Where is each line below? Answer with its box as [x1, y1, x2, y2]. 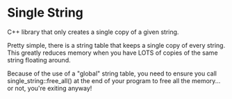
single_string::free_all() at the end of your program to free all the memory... [7, 76, 221, 84]
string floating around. [7, 55, 71, 64]
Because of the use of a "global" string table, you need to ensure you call [7, 69, 217, 78]
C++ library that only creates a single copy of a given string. [7, 28, 179, 36]
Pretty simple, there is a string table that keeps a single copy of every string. [7, 41, 226, 49]
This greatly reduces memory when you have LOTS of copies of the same [7, 48, 218, 57]
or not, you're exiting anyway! [7, 84, 92, 92]
